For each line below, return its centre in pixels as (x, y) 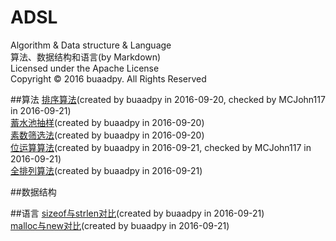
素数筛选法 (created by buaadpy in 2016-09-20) (107, 135)
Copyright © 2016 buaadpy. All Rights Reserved (108, 78)
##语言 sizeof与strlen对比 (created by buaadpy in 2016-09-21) (137, 213)
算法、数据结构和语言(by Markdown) (86, 57)
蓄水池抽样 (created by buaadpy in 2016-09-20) (107, 122)
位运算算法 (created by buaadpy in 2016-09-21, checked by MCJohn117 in (161, 147)
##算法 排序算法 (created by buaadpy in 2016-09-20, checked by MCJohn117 (168, 99)
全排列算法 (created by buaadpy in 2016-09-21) (106, 170)
